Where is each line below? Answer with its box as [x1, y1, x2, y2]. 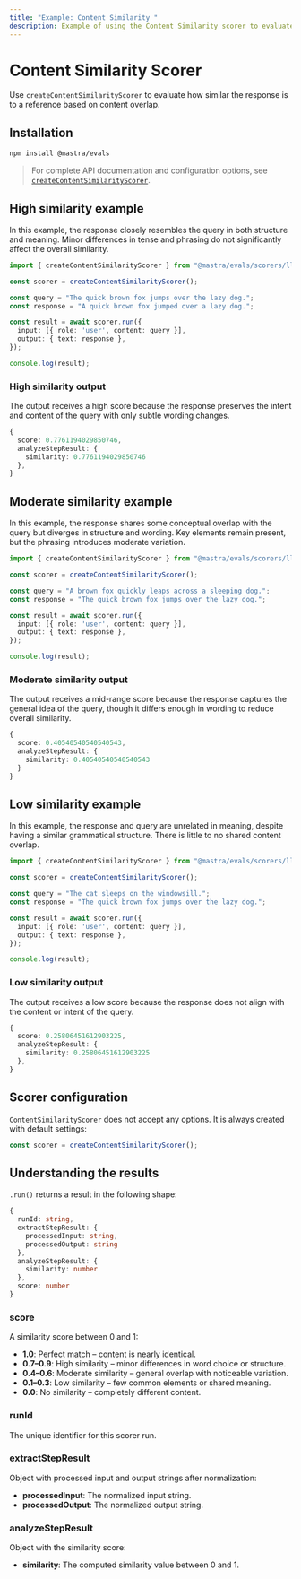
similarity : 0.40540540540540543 [25, 755, 150, 764]
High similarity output [9, 380, 106, 393]
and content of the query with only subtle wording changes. [9, 410, 230, 421]
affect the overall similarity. [9, 243, 109, 254]
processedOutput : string [25, 1239, 118, 1249]
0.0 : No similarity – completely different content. [21, 1387, 202, 1398]
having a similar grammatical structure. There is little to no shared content [9, 830, 282, 841]
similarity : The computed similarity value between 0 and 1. [21, 1559, 240, 1570]
